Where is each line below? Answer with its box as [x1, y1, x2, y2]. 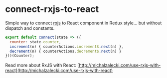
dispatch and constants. [5, 25, 55, 31]
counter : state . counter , [9, 39, 61, 44]
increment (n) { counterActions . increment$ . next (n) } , [9, 44, 124, 49]
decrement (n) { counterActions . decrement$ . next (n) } [9, 49, 122, 54]
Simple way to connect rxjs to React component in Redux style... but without [5, 20, 162, 26]
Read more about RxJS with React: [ [5, 62, 79, 68]
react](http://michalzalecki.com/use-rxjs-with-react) [5, 68, 113, 74]
